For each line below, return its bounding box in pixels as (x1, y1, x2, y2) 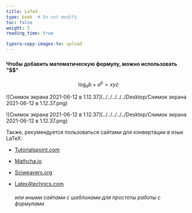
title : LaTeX (6, 8, 38, 15)
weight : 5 (6, 25, 30, 31)
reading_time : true (6, 31, 54, 36)
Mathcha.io (14, 157, 42, 164)
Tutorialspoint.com (14, 146, 60, 153)
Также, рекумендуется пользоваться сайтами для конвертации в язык (6, 129, 184, 136)
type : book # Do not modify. (6, 14, 80, 20)
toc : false (6, 19, 33, 25)
